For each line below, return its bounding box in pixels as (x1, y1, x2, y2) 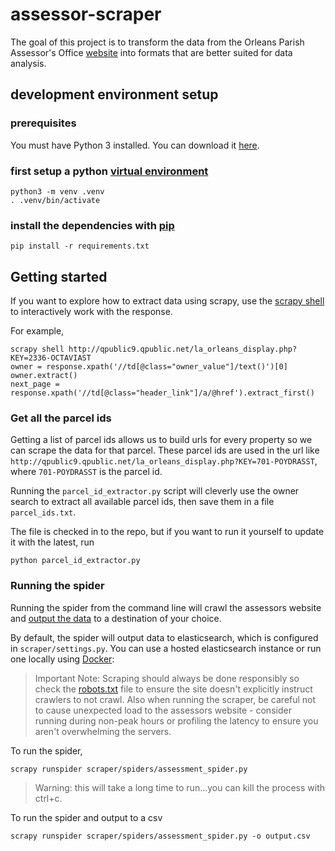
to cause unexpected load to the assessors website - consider (34, 704, 292, 716)
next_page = (10, 379, 60, 390)
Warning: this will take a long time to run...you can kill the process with (34, 781, 325, 793)
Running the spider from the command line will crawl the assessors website (10, 601, 322, 613)
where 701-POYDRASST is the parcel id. (10, 466, 163, 478)
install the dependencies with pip (10, 218, 175, 232)
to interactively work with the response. (10, 306, 173, 318)
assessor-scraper (10, 3, 162, 26)
